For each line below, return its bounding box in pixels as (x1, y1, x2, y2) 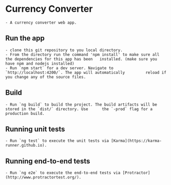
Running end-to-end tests (5, 157, 90, 166)
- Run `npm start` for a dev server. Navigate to (5, 65, 114, 71)
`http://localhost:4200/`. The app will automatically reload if (5, 70, 167, 75)
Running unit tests (5, 125, 65, 133)
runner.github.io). (5, 143, 47, 148)
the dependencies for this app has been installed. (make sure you (5, 56, 158, 61)
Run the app (5, 34, 45, 43)
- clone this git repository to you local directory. (5, 47, 123, 53)
